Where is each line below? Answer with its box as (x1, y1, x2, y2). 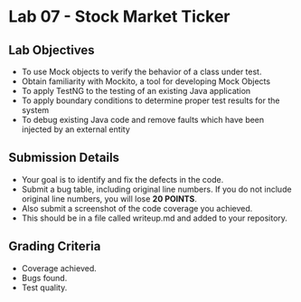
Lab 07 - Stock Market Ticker (8, 6, 230, 27)
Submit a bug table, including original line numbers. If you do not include (21, 184, 292, 194)
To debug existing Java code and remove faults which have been (21, 115, 265, 125)
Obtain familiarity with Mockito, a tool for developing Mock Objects (21, 76, 271, 87)
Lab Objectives (8, 42, 96, 58)
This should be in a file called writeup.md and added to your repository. (21, 212, 288, 223)
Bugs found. (21, 272, 68, 283)
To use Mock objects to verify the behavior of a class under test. (21, 66, 262, 77)
